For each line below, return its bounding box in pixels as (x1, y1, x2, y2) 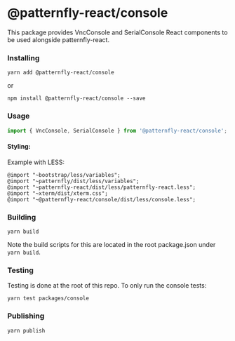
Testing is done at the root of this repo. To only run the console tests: (7, 281, 207, 290)
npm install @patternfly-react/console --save (7, 95, 146, 102)
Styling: (7, 142, 31, 150)
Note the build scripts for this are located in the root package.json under (7, 240, 216, 248)
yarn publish (7, 327, 46, 334)
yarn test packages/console (7, 295, 90, 302)
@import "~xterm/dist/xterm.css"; (7, 189, 109, 197)
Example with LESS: (7, 158, 65, 166)
